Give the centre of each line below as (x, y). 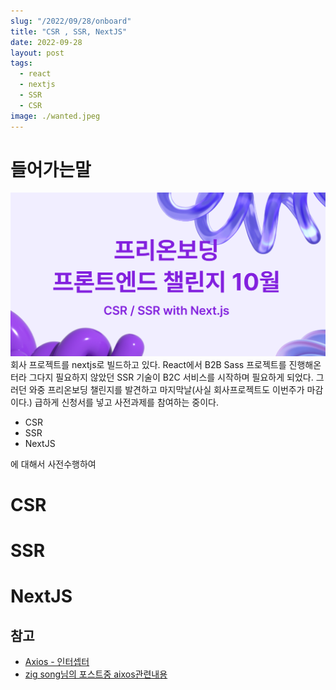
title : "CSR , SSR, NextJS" (69, 31)
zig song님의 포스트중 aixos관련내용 (96, 674)
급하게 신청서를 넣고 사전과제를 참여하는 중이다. (127, 402)
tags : (21, 63)
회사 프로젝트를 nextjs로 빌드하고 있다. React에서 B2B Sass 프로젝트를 (148, 364)
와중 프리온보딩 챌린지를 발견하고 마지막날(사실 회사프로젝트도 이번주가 (166, 389)
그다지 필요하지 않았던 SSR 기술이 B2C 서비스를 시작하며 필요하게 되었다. (171, 377)
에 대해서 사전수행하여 (53, 464)
